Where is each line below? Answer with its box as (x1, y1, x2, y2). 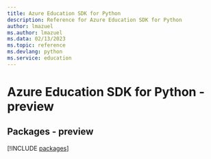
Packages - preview (7, 126, 94, 138)
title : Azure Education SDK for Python (7, 10, 121, 17)
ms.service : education (7, 55, 72, 62)
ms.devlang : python (7, 49, 63, 56)
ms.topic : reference (7, 42, 66, 49)
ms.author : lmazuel (7, 29, 63, 36)
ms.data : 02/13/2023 (7, 36, 66, 42)
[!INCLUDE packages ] (7, 144, 69, 152)
